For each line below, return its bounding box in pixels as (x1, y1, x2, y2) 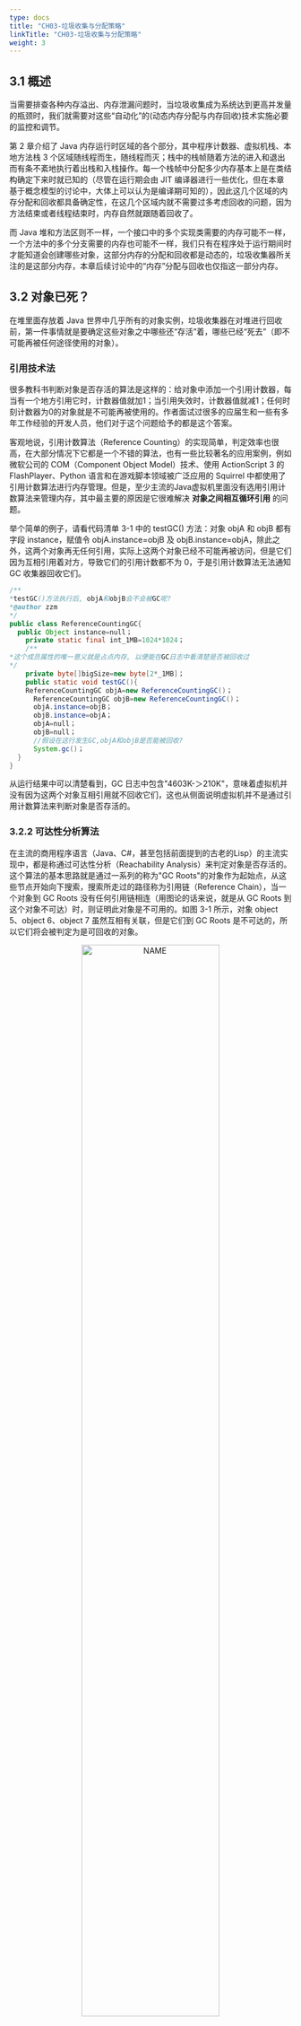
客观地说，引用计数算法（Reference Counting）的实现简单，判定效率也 (9, 437, 271, 448)
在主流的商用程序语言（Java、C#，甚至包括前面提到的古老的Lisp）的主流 (9, 847, 280, 858)
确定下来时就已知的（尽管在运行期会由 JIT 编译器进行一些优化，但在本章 (16, 174, 285, 185)
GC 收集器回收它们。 (9, 568, 87, 579)
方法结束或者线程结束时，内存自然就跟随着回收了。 (9, 208, 198, 219)
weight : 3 (9, 38, 47, 48)
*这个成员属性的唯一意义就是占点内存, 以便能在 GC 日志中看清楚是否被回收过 (9, 652, 250, 662)
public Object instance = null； (17, 627, 133, 637)
